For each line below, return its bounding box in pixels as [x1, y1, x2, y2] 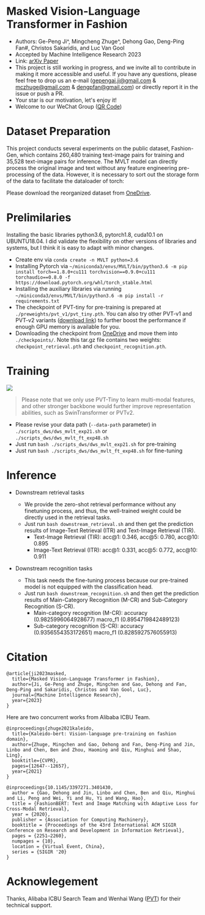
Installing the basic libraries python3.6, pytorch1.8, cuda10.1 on [6, 231, 163, 238]
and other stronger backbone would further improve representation [21, 402, 192, 409]
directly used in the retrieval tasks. [24, 514, 111, 521]
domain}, [6, 736, 29, 742]
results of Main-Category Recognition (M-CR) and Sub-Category [24, 596, 188, 603]
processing [6, 171, 35, 178]
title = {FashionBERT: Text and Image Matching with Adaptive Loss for [12, 800, 199, 806]
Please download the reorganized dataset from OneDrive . [6, 189, 152, 196]
